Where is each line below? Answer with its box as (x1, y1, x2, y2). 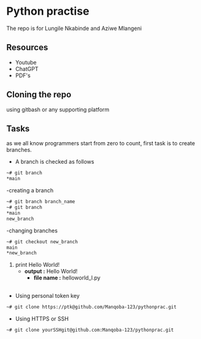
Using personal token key (15, 292, 80, 299)
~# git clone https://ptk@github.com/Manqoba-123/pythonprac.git (6, 303, 176, 310)
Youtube (15, 58, 37, 66)
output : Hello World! (24, 268, 78, 275)
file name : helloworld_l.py (33, 274, 101, 281)
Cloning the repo (6, 90, 72, 100)
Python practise (6, 4, 90, 18)
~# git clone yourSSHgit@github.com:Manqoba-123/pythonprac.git (6, 327, 174, 333)
